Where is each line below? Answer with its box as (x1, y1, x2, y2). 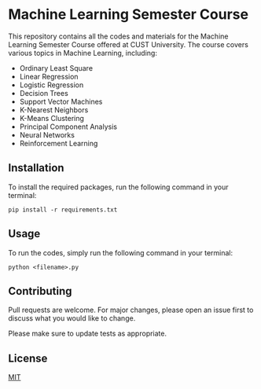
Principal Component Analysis (19, 122, 118, 131)
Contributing (8, 284, 72, 298)
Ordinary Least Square (19, 63, 93, 72)
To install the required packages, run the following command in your (8, 182, 230, 192)
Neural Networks (19, 130, 75, 139)
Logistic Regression (19, 80, 84, 90)
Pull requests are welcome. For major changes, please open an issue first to (8, 305, 254, 315)
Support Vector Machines (19, 97, 103, 106)
